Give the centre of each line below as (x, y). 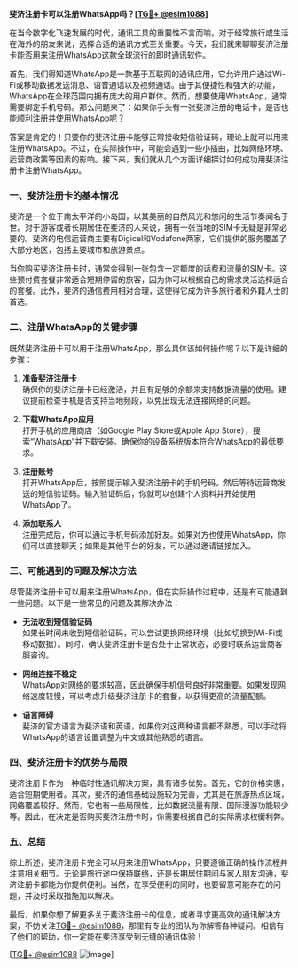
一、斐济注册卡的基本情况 (64, 195)
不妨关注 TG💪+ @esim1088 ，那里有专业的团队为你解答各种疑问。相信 (150, 925)
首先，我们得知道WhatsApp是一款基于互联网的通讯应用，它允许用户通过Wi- (148, 74)
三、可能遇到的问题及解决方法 (73, 571)
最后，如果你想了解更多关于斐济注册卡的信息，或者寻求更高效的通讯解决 (141, 915)
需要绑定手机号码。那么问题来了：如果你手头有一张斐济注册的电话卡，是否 (145, 107)
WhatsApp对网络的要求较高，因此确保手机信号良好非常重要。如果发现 (150, 685)
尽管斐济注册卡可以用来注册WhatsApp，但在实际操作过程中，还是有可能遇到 (149, 591)
